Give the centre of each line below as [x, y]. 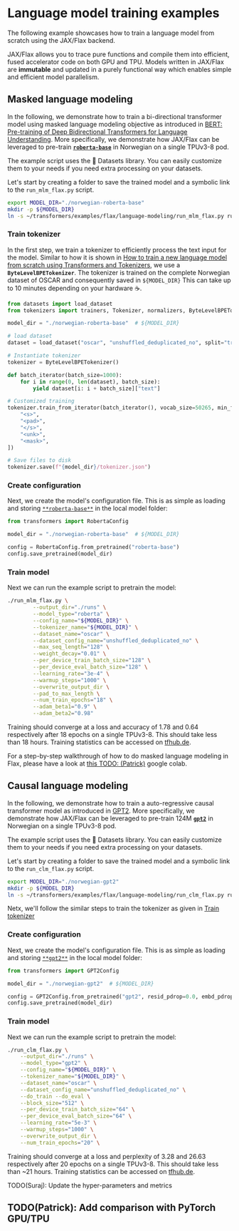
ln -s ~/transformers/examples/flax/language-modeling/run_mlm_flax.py [116, 216]
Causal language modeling [68, 786]
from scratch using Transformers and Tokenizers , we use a [94, 264]
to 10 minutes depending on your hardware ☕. [75, 288]
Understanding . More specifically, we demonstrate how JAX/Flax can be [113, 139]
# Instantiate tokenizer [44, 356]
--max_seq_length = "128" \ [71, 647]
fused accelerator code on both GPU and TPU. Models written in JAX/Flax [116, 61]
